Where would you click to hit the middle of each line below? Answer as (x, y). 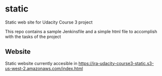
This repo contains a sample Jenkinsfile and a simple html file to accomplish (81, 31)
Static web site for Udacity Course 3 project (49, 22)
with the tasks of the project (33, 37)
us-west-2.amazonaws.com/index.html (44, 68)
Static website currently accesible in (41, 63)
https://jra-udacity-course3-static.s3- (116, 63)
